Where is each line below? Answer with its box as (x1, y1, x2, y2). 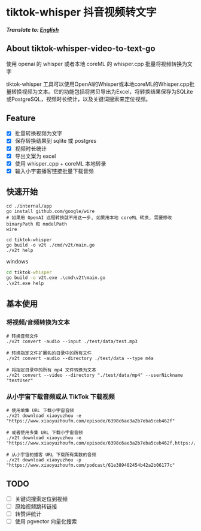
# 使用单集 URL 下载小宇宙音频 (6, 407, 74, 414)
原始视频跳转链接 (14, 503, 57, 510)
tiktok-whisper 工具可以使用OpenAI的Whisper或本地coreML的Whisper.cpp (6, 80, 190, 88)
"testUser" (6, 377, 33, 383)
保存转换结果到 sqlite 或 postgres (14, 137, 97, 145)
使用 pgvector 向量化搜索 (14, 518, 77, 525)
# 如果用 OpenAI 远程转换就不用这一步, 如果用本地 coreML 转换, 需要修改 (6, 214, 172, 221)
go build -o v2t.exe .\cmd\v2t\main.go (6, 275, 106, 281)
